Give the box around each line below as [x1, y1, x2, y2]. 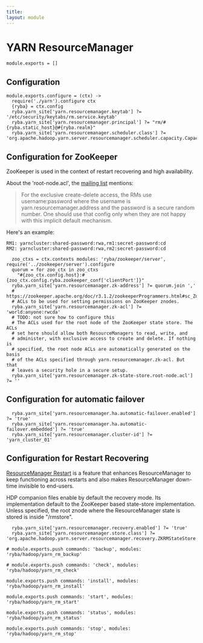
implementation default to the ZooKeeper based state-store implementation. [6, 500, 196, 508]
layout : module [6, 15, 45, 21]
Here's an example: [6, 229, 54, 236]
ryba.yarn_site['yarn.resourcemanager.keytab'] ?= [11, 109, 142, 115]
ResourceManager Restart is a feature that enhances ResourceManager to [6, 469, 192, 477]
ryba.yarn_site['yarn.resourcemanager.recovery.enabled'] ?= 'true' [11, 524, 188, 531]
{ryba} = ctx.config [11, 103, 63, 109]
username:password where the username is [21, 198, 131, 205]
